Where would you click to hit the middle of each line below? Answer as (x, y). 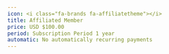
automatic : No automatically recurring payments (80, 40)
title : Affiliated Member (45, 20)
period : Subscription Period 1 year (61, 33)
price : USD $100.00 (36, 27)
